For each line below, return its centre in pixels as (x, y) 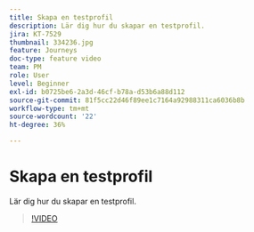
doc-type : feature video (55, 59)
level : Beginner (39, 84)
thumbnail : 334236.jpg (51, 42)
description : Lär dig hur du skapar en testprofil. (107, 26)
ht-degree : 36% (37, 125)
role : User (29, 76)
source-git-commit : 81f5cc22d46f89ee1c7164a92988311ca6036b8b (127, 100)
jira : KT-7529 (36, 34)
